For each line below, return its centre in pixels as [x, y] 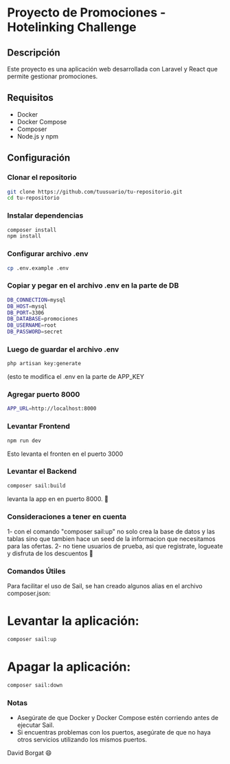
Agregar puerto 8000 [44, 395]
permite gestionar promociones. [53, 76]
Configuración [39, 158]
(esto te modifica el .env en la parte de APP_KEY [76, 377]
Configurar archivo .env [48, 254]
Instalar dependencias [45, 216]
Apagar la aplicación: [69, 667]
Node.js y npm [38, 136]
